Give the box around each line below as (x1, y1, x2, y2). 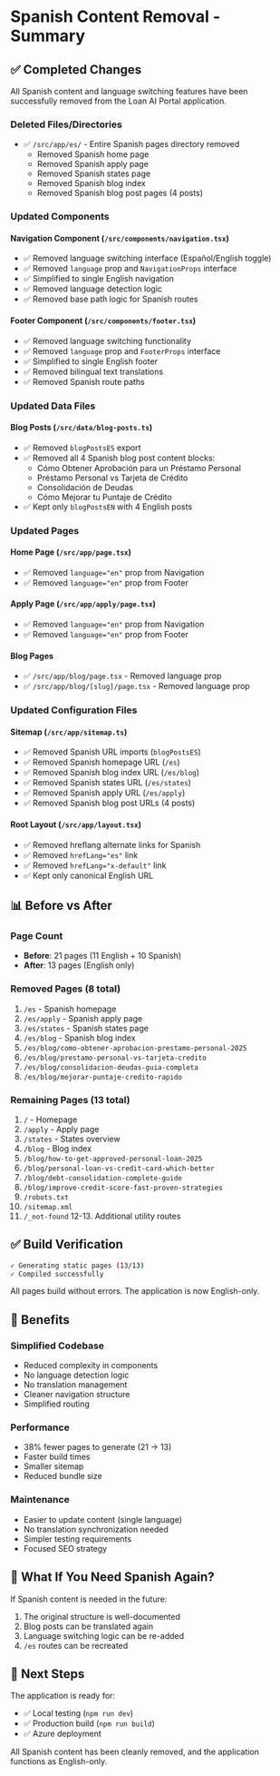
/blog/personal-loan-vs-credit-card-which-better (23, 1164, 216, 1173)
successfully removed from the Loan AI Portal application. (10, 95, 227, 106)
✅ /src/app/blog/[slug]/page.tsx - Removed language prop (23, 681, 250, 692)
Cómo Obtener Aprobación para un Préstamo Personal (36, 462, 241, 473)
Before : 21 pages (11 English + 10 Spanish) (23, 951, 182, 962)
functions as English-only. (10, 1756, 108, 1767)
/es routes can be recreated (23, 1640, 129, 1651)
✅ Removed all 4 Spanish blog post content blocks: (23, 452, 216, 463)
